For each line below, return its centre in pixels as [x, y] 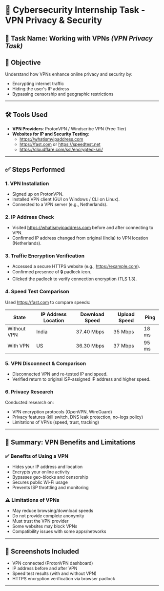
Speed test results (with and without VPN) [54, 573]
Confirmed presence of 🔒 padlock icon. [52, 272]
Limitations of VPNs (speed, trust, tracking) [55, 422]
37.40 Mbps [90, 331]
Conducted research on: [30, 403]
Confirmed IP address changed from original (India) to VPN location [80, 238]
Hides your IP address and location [47, 467]
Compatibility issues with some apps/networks [59, 531]
